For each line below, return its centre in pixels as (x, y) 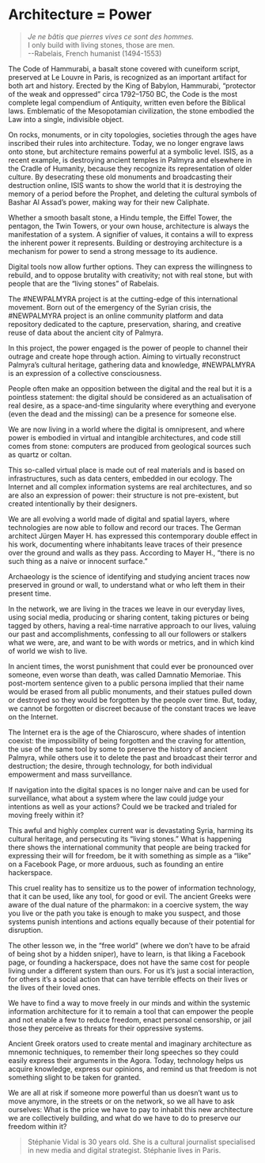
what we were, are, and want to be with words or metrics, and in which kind (131, 642)
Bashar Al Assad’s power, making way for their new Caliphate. (109, 202)
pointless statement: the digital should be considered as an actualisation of (130, 397)
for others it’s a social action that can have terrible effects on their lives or (128, 979)
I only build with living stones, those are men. (101, 44)
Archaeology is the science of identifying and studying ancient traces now (129, 576)
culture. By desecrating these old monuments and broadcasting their (120, 177)
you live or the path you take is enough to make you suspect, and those (125, 913)
